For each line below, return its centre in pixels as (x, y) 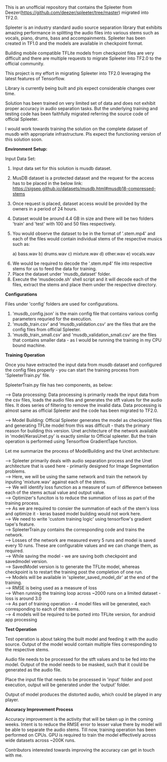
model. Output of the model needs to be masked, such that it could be (77, 665)
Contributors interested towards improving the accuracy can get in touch (80, 750)
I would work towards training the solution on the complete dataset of (77, 129)
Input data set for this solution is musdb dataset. (62, 168)
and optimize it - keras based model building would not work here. (73, 514)
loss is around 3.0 (23, 598)
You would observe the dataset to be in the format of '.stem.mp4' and (84, 233)
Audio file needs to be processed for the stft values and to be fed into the (80, 659)
